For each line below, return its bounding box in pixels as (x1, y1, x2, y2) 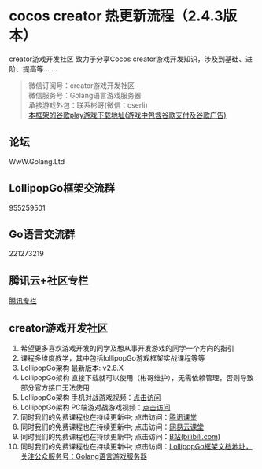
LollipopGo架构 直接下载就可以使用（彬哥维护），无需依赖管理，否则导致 (20, 373, 254, 382)
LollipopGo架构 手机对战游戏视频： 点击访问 (20, 393, 161, 401)
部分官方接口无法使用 (20, 383, 90, 392)
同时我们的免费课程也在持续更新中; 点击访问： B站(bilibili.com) (20, 432, 221, 441)
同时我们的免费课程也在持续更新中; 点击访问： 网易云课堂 (20, 422, 204, 431)
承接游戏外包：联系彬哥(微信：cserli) (28, 100, 148, 110)
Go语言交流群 (9, 227, 76, 240)
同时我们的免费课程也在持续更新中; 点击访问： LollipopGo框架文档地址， (20, 442, 253, 451)
